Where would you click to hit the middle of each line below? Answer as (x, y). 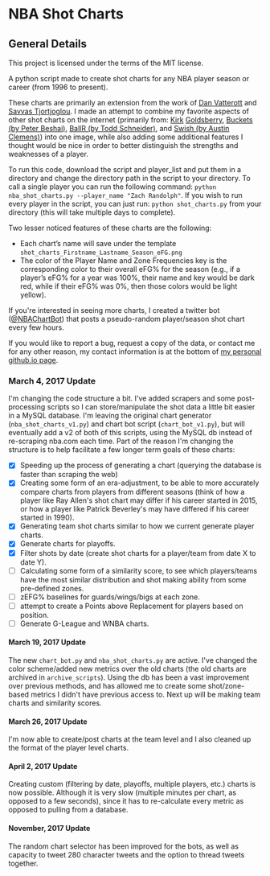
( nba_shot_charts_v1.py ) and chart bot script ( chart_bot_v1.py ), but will (127, 424)
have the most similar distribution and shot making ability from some (133, 579)
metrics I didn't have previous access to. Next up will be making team (146, 695)
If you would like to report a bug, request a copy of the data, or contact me (132, 343)
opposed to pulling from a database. (68, 810)
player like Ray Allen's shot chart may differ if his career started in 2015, (139, 500)
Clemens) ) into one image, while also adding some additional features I (126, 137)
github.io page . (33, 360)
